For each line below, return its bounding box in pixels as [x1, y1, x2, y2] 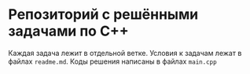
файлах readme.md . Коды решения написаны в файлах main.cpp [8, 57, 218, 66]
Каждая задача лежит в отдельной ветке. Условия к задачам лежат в [8, 48, 242, 57]
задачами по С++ [8, 22, 130, 40]
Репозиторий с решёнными [8, 6, 199, 24]
